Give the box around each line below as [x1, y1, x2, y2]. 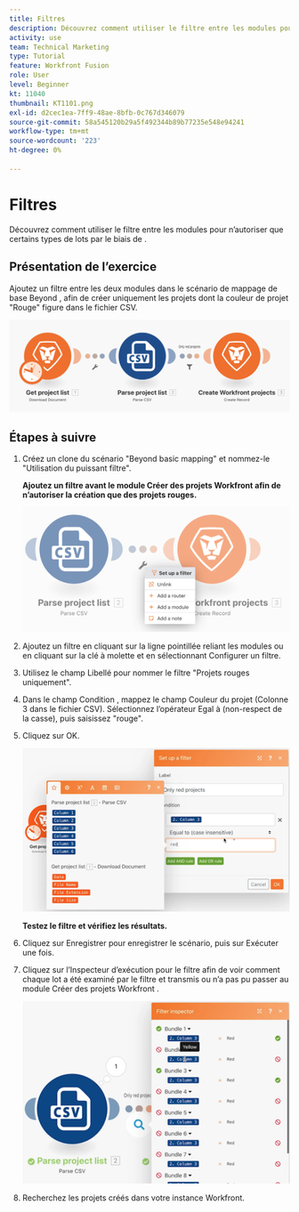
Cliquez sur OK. [21, 730, 80, 740]
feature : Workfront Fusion [9, 61, 109, 70]
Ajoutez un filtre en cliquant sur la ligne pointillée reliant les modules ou [21, 641, 284, 651]
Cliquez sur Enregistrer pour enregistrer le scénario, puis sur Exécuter [21, 937, 279, 948]
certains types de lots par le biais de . [9, 233, 147, 244]
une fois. [21, 947, 55, 957]
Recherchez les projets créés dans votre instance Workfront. [21, 1192, 245, 1203]
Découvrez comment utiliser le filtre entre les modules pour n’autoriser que [9, 223, 284, 235]
